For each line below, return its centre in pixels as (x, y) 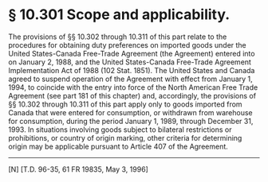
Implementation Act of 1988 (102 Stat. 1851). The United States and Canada (132, 70)
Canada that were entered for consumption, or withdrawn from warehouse (130, 112)
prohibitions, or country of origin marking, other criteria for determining (125, 137)
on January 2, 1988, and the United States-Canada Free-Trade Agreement (130, 62)
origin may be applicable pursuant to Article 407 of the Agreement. (118, 146)
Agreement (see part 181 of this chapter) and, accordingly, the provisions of (132, 95)
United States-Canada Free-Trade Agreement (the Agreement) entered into (132, 53)
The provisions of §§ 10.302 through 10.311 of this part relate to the (118, 37)
